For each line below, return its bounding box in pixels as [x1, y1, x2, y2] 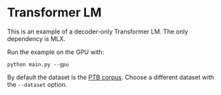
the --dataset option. [7, 80, 67, 88]
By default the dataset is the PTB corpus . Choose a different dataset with [7, 73, 215, 81]
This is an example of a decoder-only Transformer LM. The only [7, 27, 189, 36]
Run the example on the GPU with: [7, 48, 105, 56]
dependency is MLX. [7, 34, 66, 42]
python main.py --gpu [7, 61, 70, 68]
